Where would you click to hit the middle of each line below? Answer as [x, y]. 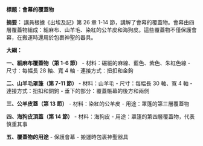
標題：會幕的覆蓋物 [30, 9]
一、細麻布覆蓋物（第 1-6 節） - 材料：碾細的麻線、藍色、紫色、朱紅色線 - [98, 63]
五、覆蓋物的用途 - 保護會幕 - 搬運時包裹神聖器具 [67, 137]
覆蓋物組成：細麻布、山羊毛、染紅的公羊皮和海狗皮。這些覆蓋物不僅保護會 [104, 30]
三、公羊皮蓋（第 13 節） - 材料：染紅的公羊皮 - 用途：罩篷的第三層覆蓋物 [98, 104]
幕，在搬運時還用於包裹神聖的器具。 [51, 37]
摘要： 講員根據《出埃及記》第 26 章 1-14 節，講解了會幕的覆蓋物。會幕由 [98, 22]
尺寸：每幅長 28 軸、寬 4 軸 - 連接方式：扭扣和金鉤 [70, 71]
